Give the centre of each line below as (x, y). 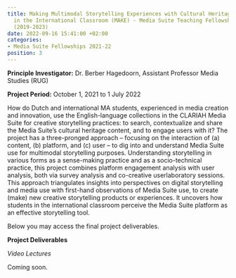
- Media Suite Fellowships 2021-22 (59, 46)
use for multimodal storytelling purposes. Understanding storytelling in (110, 153)
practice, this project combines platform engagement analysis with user (111, 168)
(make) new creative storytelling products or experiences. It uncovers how (115, 197)
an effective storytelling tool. (48, 213)
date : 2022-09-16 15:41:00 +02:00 (58, 33)
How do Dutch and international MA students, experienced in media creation (118, 108)
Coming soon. (27, 267)
